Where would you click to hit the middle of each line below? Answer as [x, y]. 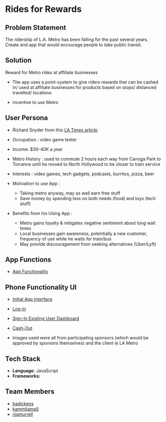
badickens [23, 404]
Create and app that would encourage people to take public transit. [74, 45]
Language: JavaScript [35, 371]
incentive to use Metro [35, 102]
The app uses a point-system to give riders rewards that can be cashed [85, 82]
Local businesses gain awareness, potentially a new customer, [83, 233]
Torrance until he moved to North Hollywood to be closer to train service [86, 164]
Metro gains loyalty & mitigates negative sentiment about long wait [88, 223]
